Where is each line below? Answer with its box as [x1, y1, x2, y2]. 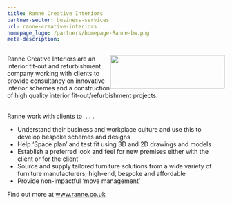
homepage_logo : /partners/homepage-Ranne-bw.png [7, 29, 150, 37]
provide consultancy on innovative [7, 77, 105, 85]
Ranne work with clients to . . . [7, 112, 95, 121]
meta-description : [7, 36, 60, 43]
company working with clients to [7, 70, 100, 78]
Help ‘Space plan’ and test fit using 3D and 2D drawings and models [17, 140, 212, 148]
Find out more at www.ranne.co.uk [7, 191, 106, 199]
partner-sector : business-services [7, 17, 110, 23]
